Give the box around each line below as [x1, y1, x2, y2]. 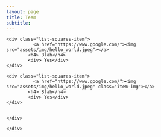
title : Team [6, 14, 36, 20]
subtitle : [6, 20, 31, 26]
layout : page [6, 8, 39, 15]
